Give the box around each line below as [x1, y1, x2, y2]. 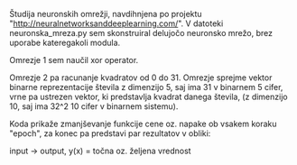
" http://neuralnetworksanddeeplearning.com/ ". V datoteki [9, 18, 224, 29]
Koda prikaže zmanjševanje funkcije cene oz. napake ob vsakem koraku [9, 118, 277, 129]
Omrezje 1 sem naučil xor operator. [9, 55, 139, 65]
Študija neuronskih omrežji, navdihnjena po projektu [9, 9, 202, 19]
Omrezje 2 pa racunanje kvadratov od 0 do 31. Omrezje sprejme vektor [9, 72, 273, 83]
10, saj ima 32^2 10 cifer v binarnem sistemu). [9, 101, 179, 112]
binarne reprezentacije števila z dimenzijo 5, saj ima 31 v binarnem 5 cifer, [9, 82, 283, 92]
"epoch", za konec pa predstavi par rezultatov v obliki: [9, 128, 211, 139]
